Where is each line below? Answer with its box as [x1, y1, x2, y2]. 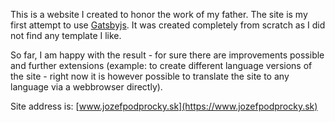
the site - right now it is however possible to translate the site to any [10, 70, 290, 82]
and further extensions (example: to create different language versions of [10, 60, 313, 71]
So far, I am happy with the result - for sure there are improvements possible [10, 49, 325, 61]
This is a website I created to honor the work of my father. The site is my [10, 9, 308, 20]
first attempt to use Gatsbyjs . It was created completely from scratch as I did [10, 19, 326, 31]
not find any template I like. [10, 30, 122, 41]
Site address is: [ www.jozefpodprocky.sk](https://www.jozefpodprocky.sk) [10, 100, 318, 112]
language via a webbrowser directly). [10, 81, 163, 93]
